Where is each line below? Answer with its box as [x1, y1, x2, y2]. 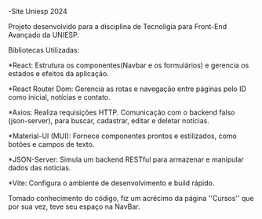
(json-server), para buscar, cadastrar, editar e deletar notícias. [8, 116, 209, 125]
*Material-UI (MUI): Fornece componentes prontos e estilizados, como [8, 131, 237, 141]
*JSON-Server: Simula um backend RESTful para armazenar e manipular [8, 155, 245, 164]
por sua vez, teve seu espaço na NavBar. [8, 202, 140, 211]
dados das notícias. [8, 163, 71, 172]
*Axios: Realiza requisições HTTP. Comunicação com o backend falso [8, 108, 235, 117]
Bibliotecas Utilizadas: [8, 46, 80, 54]
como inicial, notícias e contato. [8, 93, 111, 101]
